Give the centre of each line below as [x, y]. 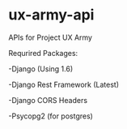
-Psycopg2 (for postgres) [51, 116]
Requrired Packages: [43, 53]
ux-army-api [51, 15]
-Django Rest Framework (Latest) [64, 84]
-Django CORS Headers [48, 100]
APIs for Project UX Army [51, 37]
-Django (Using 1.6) [41, 69]
